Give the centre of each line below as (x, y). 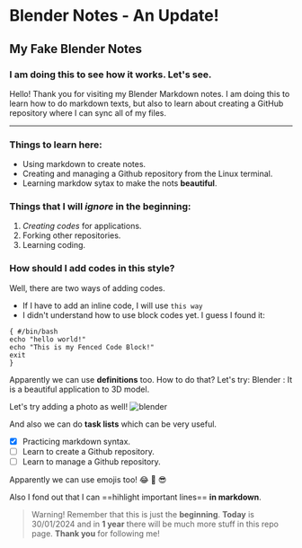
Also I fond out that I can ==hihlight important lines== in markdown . (136, 497)
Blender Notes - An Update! (114, 16)
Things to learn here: (56, 145)
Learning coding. (54, 245)
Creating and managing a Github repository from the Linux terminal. (147, 174)
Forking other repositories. (71, 235)
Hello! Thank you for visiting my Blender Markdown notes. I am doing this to (150, 93)
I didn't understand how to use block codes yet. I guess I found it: (143, 314)
